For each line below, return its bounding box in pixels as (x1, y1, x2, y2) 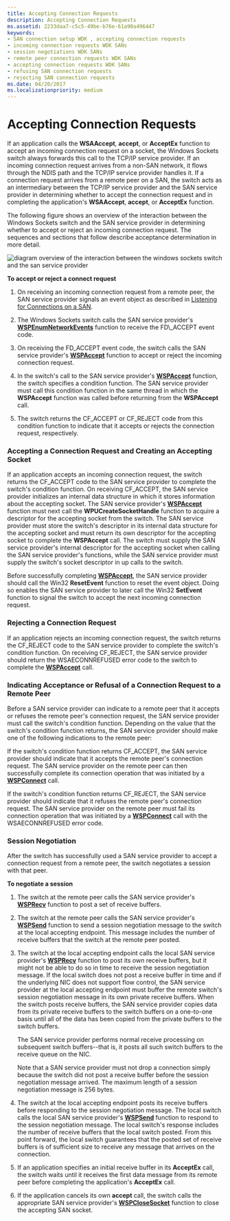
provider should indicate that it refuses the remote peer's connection (7, 797, 202, 805)
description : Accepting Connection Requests (7, 17, 137, 23)
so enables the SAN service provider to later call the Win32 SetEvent (7, 586, 203, 594)
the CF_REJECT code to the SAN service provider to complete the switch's (7, 641, 218, 649)
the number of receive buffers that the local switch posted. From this (16, 1128, 211, 1136)
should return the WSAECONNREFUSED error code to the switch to (7, 656, 198, 664)
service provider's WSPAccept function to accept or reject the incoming (16, 351, 222, 359)
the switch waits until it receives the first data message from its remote (16, 1171, 218, 1179)
